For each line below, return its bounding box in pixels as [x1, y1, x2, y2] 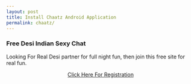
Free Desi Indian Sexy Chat [6, 39, 86, 48]
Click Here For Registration [67, 71, 134, 78]
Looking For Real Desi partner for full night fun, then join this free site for [6, 53, 186, 60]
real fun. [6, 59, 27, 66]
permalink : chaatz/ [6, 20, 55, 26]
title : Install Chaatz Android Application [6, 14, 117, 20]
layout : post [6, 8, 39, 15]
